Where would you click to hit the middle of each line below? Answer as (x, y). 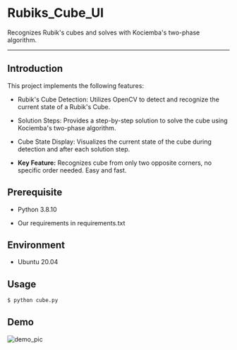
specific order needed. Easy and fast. (72, 170)
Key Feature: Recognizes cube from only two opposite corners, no (115, 163)
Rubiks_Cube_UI (56, 13)
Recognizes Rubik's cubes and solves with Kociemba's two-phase (104, 32)
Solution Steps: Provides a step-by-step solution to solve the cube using (122, 120)
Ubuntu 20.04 (38, 262)
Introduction (35, 69)
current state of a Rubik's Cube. (64, 106)
